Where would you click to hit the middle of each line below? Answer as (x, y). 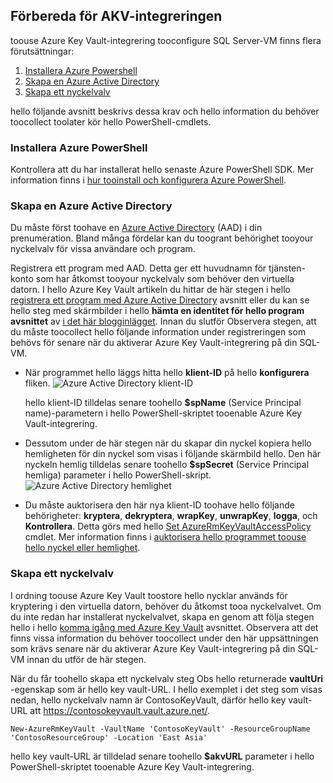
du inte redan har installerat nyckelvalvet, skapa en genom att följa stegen (162, 616)
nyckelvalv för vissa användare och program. (103, 249)
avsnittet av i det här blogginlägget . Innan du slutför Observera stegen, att (163, 321)
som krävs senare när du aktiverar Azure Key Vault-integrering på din (153, 648)
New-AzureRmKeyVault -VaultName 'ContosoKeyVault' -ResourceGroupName (160, 729)
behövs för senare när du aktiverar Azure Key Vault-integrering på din (154, 343)
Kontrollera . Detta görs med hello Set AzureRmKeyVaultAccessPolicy (168, 526)
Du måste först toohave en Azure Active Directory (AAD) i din (136, 228)
